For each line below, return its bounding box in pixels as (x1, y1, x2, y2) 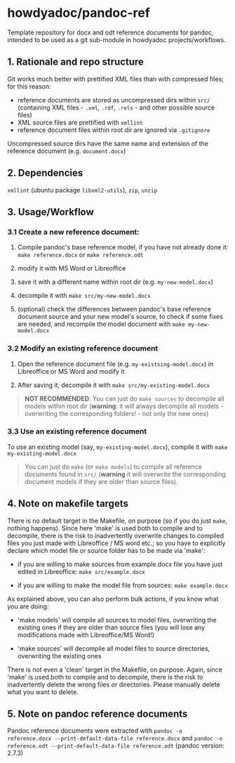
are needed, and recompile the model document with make (17, 320, 186, 328)
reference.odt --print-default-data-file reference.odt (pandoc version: (7, 741, 224, 750)
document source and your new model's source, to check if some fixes (17, 313, 223, 321)
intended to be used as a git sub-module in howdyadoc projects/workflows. (7, 35, 226, 44)
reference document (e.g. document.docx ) (7, 146, 126, 155)
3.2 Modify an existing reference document (7, 344, 159, 353)
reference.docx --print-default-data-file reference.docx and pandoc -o (7, 734, 223, 743)
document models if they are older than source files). (24, 477, 178, 485)
